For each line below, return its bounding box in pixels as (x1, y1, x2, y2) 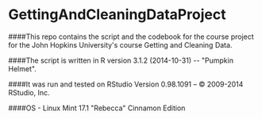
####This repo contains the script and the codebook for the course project (8, 32, 254, 41)
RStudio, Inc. (8, 87, 50, 97)
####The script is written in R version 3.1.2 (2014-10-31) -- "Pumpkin (8, 56, 234, 65)
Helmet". (8, 63, 37, 73)
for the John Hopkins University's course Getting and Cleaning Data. (8, 40, 233, 49)
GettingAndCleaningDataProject (8, 6, 226, 24)
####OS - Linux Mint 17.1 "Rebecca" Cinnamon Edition (8, 103, 186, 113)
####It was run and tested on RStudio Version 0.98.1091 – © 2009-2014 (8, 79, 244, 89)
